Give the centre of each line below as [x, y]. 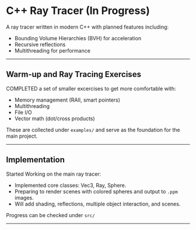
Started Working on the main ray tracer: [54, 174]
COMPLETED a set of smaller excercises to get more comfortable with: [91, 88]
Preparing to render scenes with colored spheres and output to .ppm [96, 191]
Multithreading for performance [52, 50]
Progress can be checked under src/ [50, 215]
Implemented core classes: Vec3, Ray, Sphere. [70, 185]
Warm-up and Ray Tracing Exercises [74, 74]
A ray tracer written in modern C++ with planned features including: [87, 27]
